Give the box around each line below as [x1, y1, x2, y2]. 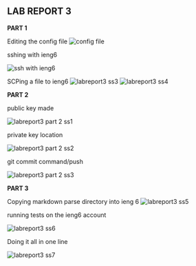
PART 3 [7, 184, 29, 192]
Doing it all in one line [7, 237, 68, 245]
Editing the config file [7, 37, 67, 45]
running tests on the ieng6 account [7, 210, 107, 219]
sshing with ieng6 [7, 50, 57, 59]
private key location [7, 130, 63, 139]
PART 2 [7, 90, 29, 99]
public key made [7, 103, 54, 112]
